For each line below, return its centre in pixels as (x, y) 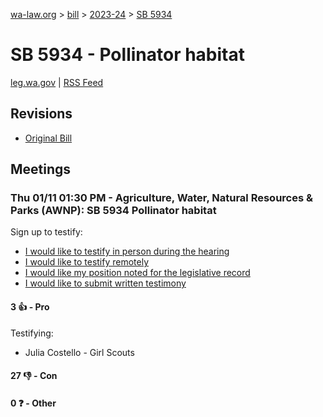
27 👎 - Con (34, 376)
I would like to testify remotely (87, 262)
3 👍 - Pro (30, 307)
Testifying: (32, 333)
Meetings (41, 169)
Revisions (41, 114)
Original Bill (48, 138)
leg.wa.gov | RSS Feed (57, 82)
